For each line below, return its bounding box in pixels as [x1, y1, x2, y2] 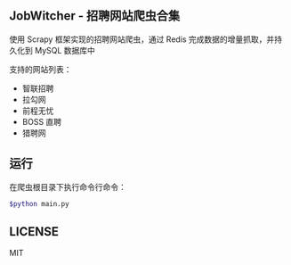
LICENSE [9, 224, 60, 239]
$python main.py [9, 199, 69, 208]
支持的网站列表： [9, 63, 72, 74]
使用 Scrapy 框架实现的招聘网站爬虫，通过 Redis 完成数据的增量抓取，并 [9, 34, 275, 45]
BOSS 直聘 [21, 116, 62, 127]
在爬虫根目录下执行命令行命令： [9, 181, 126, 192]
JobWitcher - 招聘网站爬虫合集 [9, 8, 181, 24]
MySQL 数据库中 [34, 45, 96, 55]
